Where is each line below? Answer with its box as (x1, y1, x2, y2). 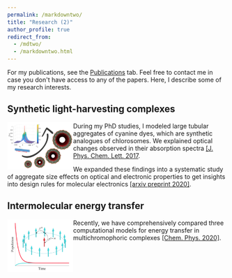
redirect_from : (7, 34, 52, 41)
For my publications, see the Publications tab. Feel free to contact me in (7, 68, 213, 76)
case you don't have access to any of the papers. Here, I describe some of (7, 75, 222, 84)
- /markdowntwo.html (13, 48, 73, 55)
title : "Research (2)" (7, 18, 73, 26)
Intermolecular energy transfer (7, 200, 144, 212)
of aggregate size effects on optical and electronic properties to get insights (7, 172, 226, 181)
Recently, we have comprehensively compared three (72, 219, 224, 227)
